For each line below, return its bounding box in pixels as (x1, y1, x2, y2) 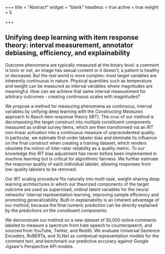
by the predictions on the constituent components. (5, 207, 108, 213)
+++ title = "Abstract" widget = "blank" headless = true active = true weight (5, 4, 159, 10)
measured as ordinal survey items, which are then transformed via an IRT (5, 124, 154, 130)
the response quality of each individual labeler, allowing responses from (5, 161, 151, 167)
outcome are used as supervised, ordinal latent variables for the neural (5, 186, 149, 192)
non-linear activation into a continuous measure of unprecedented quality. (5, 129, 156, 135)
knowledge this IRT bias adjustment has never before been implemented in (5, 151, 157, 156)
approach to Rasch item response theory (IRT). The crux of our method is (5, 113, 154, 119)
